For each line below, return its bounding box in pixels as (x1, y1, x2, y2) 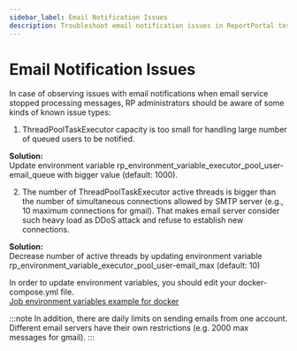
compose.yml (9, 286, 59, 297)
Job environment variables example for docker (9, 296, 179, 307)
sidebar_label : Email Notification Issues (9, 12, 168, 22)
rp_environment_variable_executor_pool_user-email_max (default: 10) (9, 260, 261, 271)
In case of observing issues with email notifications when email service (9, 88, 269, 99)
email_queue (9, 170, 56, 180)
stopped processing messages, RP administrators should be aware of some (9, 98, 285, 109)
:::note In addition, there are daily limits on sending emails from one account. (9, 313, 288, 324)
